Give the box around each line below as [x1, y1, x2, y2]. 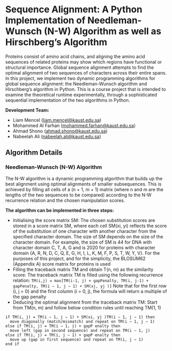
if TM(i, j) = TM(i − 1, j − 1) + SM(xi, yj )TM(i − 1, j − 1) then [5, 315, 155, 320]
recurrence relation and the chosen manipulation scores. [5, 197, 125, 204]
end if [5, 341, 20, 346]
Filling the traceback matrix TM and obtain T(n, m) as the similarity [12, 266, 154, 272]
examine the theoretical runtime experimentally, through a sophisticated [5, 91, 158, 98]
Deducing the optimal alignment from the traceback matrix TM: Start [12, 299, 158, 305]
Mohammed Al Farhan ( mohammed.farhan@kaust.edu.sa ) [12, 122, 136, 128]
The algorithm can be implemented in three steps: [5, 207, 114, 213]
